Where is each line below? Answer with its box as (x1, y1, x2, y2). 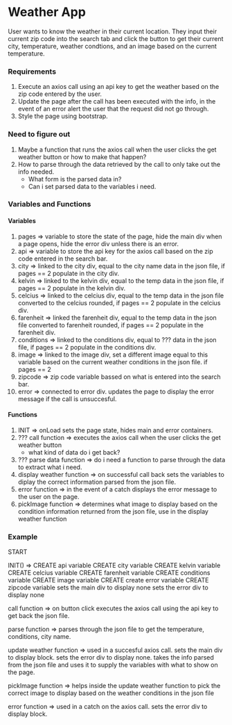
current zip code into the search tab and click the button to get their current (8, 34, 224, 42)
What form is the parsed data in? (28, 174, 122, 183)
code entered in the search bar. (17, 254, 108, 263)
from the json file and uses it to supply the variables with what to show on (8, 661, 218, 669)
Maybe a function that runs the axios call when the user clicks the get (17, 145, 217, 154)
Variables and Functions (8, 199, 91, 209)
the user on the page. (17, 492, 80, 500)
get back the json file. (8, 612, 70, 620)
